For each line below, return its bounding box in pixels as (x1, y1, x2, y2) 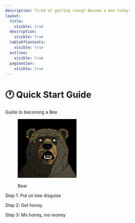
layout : (5, 13, 21, 18)
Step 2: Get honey (5, 202, 42, 208)
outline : (9, 50, 28, 55)
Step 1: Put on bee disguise (5, 192, 61, 198)
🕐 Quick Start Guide (5, 89, 91, 100)
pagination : (9, 60, 35, 66)
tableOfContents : (9, 40, 46, 45)
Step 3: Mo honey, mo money (5, 212, 66, 218)
